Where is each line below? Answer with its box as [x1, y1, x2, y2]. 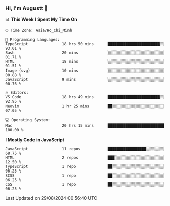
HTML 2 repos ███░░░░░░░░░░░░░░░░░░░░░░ [5, 155, 165, 160]
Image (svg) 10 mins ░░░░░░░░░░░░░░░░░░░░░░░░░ [5, 68, 165, 73]
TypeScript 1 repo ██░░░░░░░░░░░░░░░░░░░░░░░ [5, 164, 165, 169]
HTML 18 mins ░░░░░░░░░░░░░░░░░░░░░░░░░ [5, 59, 165, 64]
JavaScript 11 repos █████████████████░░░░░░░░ [5, 147, 165, 152]
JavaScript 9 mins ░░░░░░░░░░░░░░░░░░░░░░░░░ [5, 77, 165, 82]
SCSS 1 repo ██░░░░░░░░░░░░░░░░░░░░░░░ [5, 173, 165, 178]
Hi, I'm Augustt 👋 [5, 5, 48, 12]
